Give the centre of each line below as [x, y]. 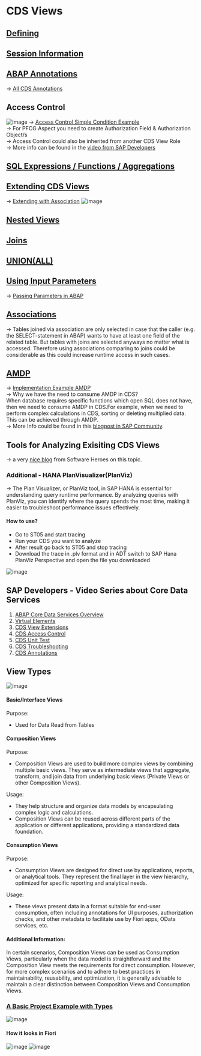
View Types [29, 671]
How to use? [22, 521]
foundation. [29, 831]
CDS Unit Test [32, 640]
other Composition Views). [48, 783]
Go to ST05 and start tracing [50, 534]
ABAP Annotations [42, 74]
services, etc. [32, 925]
